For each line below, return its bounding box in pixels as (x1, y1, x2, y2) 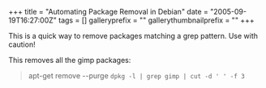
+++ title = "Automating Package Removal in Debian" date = (8, 7, 209, 16)
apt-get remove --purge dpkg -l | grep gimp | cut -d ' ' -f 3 (28, 71, 245, 80)
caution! (8, 40, 36, 49)
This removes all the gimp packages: (8, 56, 131, 65)
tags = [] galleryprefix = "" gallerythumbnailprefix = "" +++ (58, 15, 255, 25)
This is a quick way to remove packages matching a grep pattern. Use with (8, 31, 258, 40)
